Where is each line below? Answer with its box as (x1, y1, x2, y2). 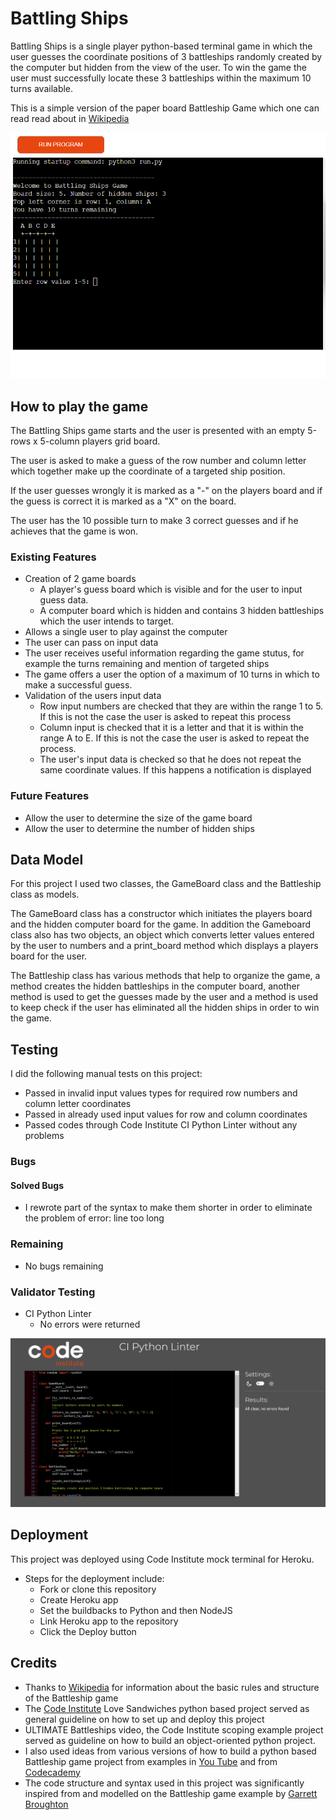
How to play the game (10, 398, 149, 415)
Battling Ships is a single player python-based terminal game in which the (10, 40, 313, 52)
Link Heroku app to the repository (39, 1615, 179, 1627)
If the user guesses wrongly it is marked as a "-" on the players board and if (10, 485, 323, 497)
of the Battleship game (24, 1692, 119, 1704)
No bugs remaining (24, 1260, 104, 1272)
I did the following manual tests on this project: (10, 1068, 203, 1080)
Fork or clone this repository (39, 1583, 157, 1595)
